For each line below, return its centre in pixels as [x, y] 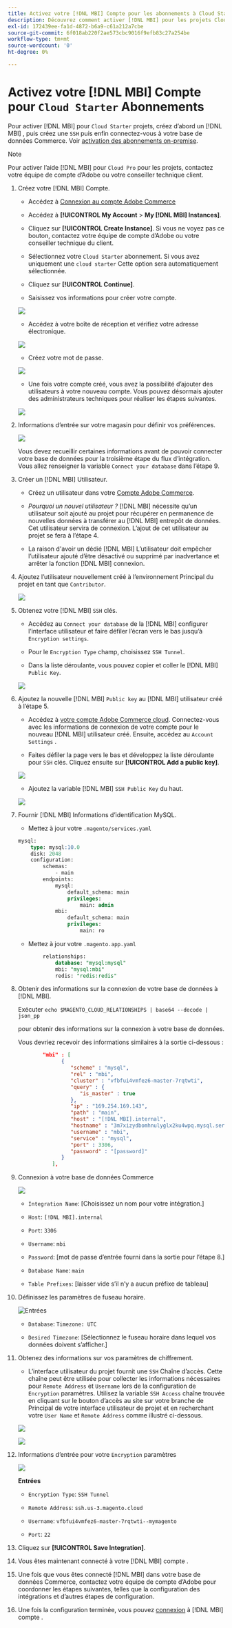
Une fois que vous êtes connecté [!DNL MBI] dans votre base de [109, 1575]
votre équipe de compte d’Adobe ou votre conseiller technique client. [106, 175]
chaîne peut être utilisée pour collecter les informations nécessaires [124, 1379]
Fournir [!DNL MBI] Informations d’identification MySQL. [97, 814]
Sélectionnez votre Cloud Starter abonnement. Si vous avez [114, 256]
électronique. [47, 331]
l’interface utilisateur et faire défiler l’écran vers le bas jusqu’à [115, 631]
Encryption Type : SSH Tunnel [68, 1494]
